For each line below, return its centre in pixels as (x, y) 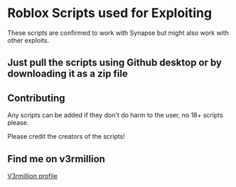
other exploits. (28, 40)
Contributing (36, 98)
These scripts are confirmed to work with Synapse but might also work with (118, 33)
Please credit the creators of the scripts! (66, 137)
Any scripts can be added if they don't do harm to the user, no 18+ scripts (116, 115)
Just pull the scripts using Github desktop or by (115, 63)
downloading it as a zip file (68, 74)
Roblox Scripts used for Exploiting (109, 13)
